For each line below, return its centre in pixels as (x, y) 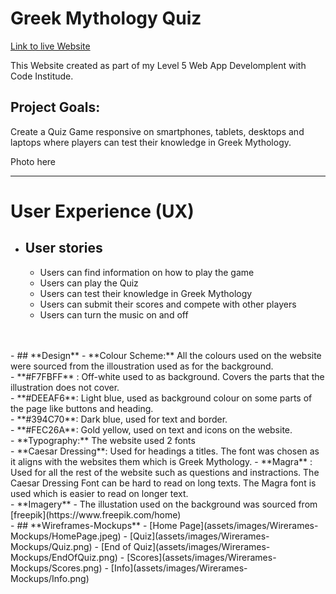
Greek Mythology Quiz (106, 18)
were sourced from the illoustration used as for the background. (142, 366)
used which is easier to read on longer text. (99, 493)
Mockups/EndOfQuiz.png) (64, 557)
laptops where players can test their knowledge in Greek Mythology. (151, 142)
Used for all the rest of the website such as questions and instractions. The (165, 472)
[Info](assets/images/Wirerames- (179, 568)
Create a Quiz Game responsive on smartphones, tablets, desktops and (157, 131)
